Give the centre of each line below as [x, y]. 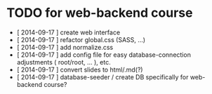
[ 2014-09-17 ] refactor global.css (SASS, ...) [81, 39]
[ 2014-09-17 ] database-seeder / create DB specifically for [102, 77]
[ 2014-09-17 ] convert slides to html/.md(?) [80, 69]
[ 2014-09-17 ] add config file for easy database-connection [104, 55]
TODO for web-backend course [100, 13]
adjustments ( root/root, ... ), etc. [64, 62]
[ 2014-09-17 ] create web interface [68, 32]
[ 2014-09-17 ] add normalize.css [65, 47]
